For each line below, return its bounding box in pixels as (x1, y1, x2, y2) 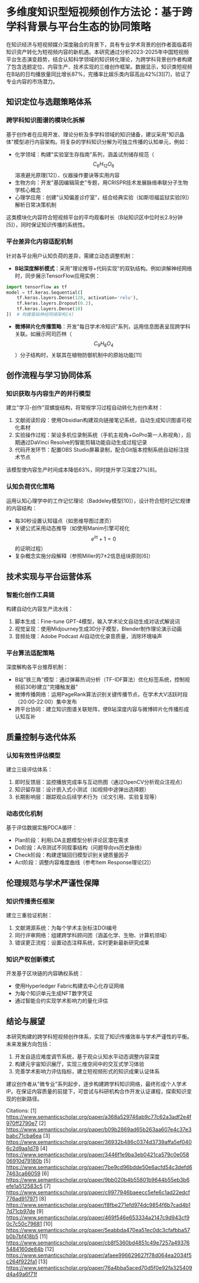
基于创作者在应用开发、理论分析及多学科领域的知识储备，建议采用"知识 (6, 131, 180, 138)
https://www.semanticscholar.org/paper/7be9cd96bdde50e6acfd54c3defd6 (6, 1164, 193, 1171)
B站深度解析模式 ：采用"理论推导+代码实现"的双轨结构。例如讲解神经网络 (14, 265, 193, 272)
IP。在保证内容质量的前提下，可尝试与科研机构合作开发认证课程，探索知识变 (6, 1088, 192, 1095)
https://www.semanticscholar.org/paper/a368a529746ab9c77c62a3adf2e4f (6, 1114, 192, 1121)
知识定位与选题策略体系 (6, 97, 92, 107)
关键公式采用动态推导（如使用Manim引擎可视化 (14, 525, 130, 532)
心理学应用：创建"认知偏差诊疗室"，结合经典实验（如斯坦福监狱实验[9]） (14, 194, 193, 201)
